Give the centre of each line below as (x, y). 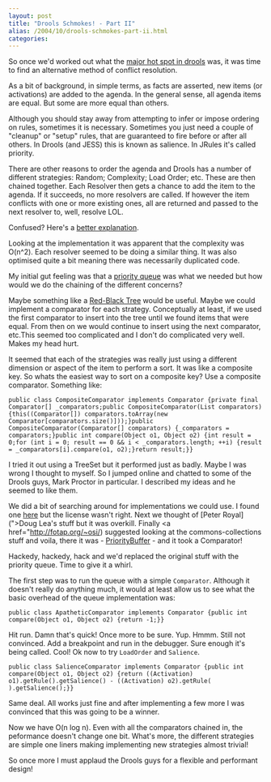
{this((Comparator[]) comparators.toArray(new (88, 414)
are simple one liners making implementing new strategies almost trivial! (129, 745)
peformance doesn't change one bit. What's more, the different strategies (131, 736)
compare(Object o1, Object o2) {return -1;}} (86, 620)
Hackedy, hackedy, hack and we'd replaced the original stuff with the (124, 557)
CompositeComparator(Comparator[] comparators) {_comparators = (119, 429)
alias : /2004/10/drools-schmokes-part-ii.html (88, 31)
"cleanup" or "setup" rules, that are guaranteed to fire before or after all (127, 136)
